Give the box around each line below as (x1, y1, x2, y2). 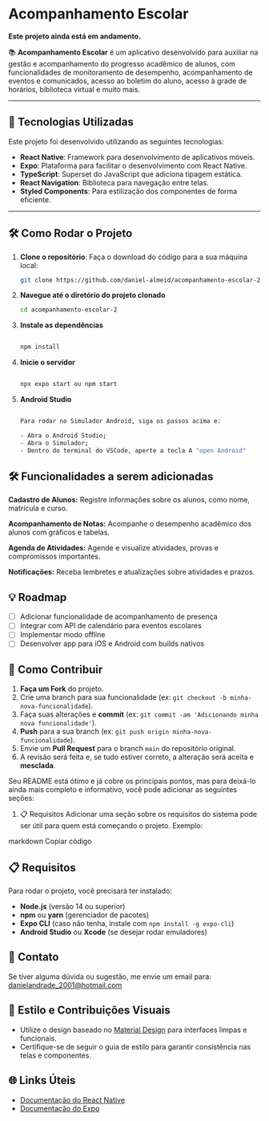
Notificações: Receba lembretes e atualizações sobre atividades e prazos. (8, 567, 255, 577)
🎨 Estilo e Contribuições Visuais (8, 1004, 171, 1017)
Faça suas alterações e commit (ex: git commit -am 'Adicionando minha (19, 709, 259, 719)
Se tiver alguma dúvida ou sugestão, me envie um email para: (8, 972, 212, 981)
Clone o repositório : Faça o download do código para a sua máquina (19, 252, 248, 262)
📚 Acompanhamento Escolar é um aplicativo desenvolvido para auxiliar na (8, 47, 259, 57)
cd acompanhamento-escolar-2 (19, 306, 118, 314)
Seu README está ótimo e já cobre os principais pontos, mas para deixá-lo (8, 776, 256, 786)
